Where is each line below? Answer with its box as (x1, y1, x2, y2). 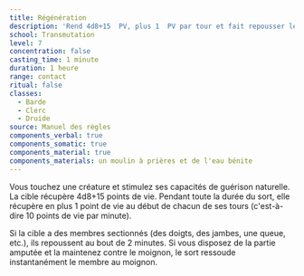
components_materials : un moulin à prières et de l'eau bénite (9, 156, 253, 166)
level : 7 (9, 38, 43, 48)
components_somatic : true (9, 139, 107, 148)
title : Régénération (9, 13, 88, 23)
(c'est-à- (250, 200, 284, 211)
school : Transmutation (9, 30, 95, 39)
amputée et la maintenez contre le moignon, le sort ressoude (9, 246, 236, 258)
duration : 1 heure (9, 64, 79, 73)
